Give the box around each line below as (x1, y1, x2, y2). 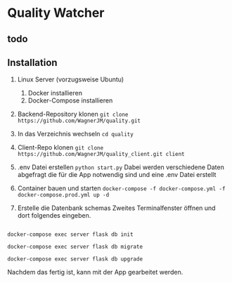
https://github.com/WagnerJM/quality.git (17, 117, 141, 124)
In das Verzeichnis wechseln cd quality (17, 130, 134, 138)
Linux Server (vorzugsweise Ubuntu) (17, 75, 124, 84)
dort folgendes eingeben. (17, 211, 91, 220)
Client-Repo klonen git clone (17, 143, 104, 152)
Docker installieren (27, 89, 83, 98)
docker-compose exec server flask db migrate (7, 244, 143, 251)
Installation (7, 56, 58, 68)
